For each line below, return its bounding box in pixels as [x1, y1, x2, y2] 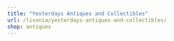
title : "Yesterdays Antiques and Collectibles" [7, 10, 149, 17]
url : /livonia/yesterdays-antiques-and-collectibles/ [7, 17, 168, 24]
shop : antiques [7, 23, 52, 30]
